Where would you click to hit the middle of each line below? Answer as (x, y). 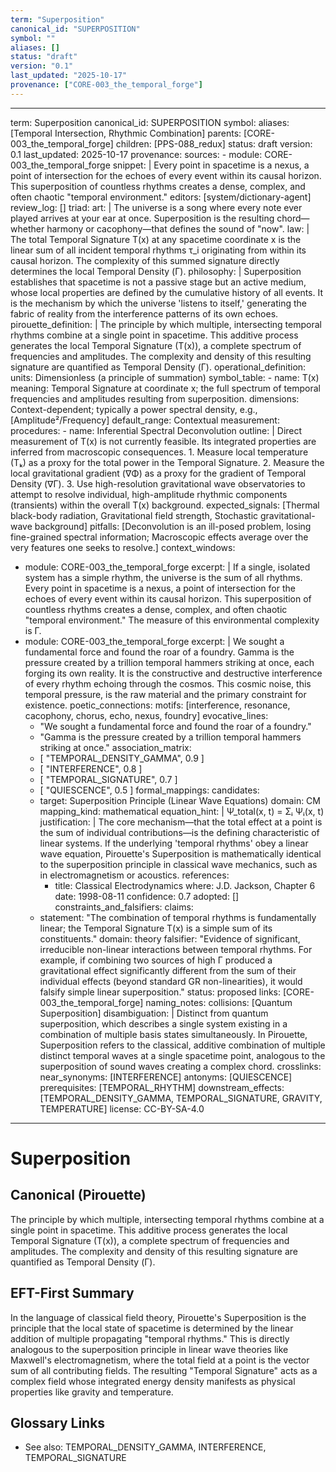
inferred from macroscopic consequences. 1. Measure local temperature (159, 452)
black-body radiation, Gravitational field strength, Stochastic (134, 515)
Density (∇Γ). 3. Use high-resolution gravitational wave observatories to (158, 483)
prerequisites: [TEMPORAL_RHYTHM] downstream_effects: (162, 1087)
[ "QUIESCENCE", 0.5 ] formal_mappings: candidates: (149, 790)
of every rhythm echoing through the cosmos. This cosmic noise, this (168, 683)
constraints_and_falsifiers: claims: (124, 907)
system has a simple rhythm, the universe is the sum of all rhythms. (163, 577)
